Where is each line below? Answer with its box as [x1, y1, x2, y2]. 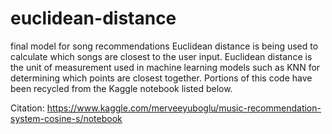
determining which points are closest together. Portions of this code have [10, 72, 313, 84]
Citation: [10, 102, 45, 114]
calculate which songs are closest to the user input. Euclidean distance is [10, 50, 313, 62]
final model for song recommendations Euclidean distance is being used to [10, 40, 319, 52]
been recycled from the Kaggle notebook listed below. [10, 82, 233, 94]
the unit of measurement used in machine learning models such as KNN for [10, 61, 321, 73]
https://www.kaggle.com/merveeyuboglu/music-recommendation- [46, 102, 322, 114]
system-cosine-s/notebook [10, 112, 123, 124]
